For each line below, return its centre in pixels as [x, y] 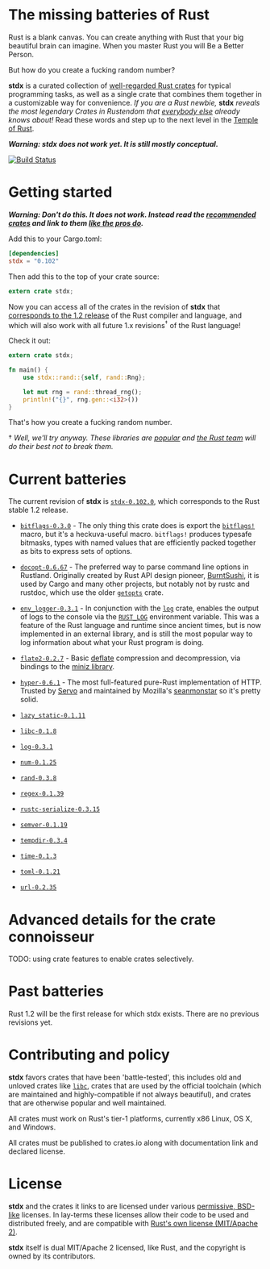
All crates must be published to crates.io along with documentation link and [133, 1143]
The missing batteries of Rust [109, 15]
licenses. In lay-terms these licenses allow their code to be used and [135, 1215]
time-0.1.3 [38, 856]
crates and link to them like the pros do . [76, 223]
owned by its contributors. [52, 1256]
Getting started [60, 192]
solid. [29, 700]
